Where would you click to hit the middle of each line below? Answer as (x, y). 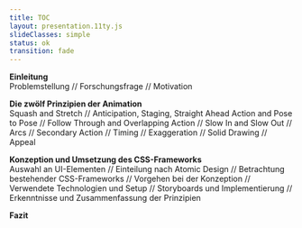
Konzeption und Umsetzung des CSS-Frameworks (106, 160)
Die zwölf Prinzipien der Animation (76, 104)
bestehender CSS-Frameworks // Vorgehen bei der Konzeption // (130, 179)
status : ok (30, 43)
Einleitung (29, 77)
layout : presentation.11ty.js (66, 26)
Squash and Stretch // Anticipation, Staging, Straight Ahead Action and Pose (151, 114)
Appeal (23, 142)
